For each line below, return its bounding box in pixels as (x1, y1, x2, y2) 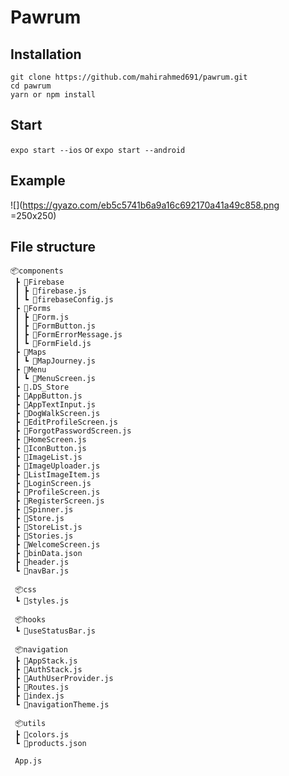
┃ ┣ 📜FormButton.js (14, 321, 97, 331)
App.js (14, 756, 43, 766)
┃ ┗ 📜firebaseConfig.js (14, 295, 114, 305)
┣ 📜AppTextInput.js (14, 400, 97, 410)
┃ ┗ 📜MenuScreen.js (14, 374, 97, 384)
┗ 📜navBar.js (14, 566, 70, 576)
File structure (10, 239, 96, 256)
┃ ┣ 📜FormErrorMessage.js (14, 330, 123, 340)
